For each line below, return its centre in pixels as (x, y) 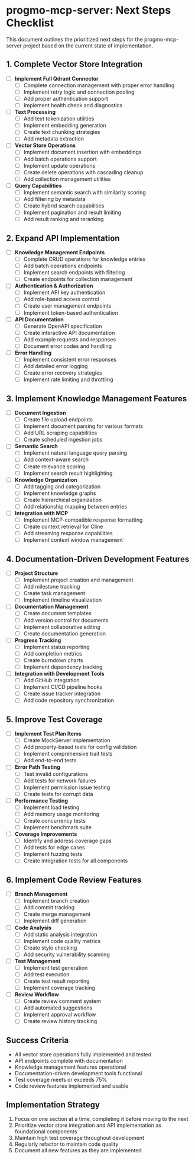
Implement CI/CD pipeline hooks (63, 687)
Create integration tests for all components (76, 861)
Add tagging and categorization (62, 486)
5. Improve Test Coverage (54, 719)
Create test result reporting (56, 981)
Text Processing (35, 112)
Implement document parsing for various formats (83, 426)
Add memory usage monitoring (61, 814)
